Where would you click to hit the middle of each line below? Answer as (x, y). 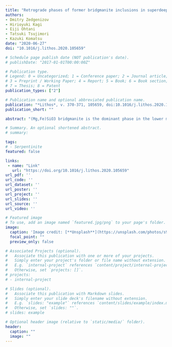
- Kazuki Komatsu (24, 39)
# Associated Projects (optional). (43, 251)
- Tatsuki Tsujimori (27, 34)
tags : (11, 142)
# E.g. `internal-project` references (49, 265)
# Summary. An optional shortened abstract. (53, 128)
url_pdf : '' (18, 175)
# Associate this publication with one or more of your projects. (80, 256)
